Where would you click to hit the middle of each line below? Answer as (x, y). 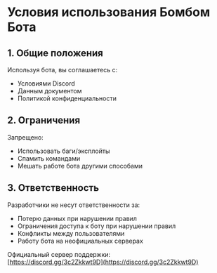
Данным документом (50, 91)
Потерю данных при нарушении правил (77, 218)
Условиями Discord (46, 84)
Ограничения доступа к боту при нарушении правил (97, 226)
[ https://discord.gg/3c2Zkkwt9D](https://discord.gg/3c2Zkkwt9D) (103, 262)
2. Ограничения (44, 120)
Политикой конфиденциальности (67, 98)
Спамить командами (49, 158)
